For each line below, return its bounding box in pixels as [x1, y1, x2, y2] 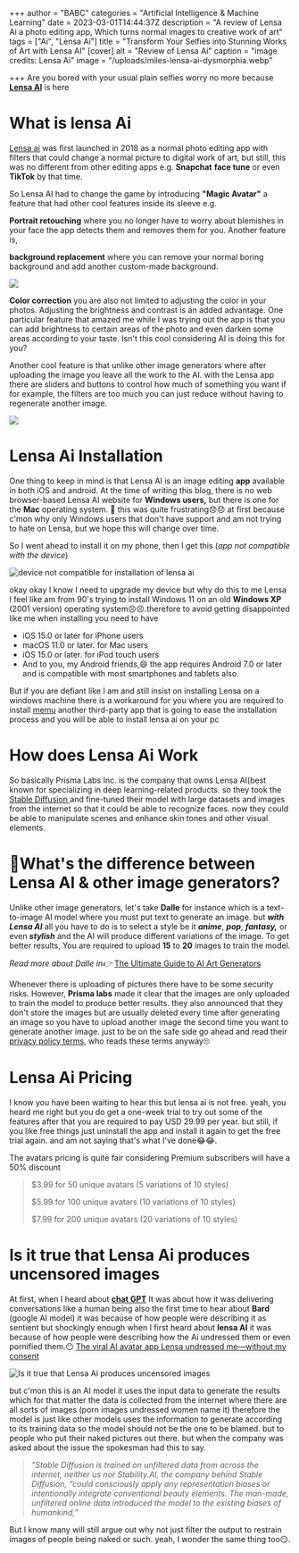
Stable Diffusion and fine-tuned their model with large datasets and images [9, 793, 286, 804]
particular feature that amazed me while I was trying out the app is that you [9, 314, 286, 324]
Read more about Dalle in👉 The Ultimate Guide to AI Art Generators [9, 958, 262, 969]
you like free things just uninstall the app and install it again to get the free [9, 1125, 281, 1136]
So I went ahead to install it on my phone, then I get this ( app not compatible [9, 540, 290, 550]
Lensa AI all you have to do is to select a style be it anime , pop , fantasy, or [9, 920, 287, 932]
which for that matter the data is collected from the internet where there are [9, 1394, 287, 1406]
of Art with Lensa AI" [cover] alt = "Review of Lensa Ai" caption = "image [9, 46, 278, 56]
